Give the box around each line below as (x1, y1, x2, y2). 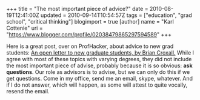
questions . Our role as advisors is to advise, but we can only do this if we (6, 68, 190, 75)
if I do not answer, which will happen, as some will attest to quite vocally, (6, 81, 188, 88)
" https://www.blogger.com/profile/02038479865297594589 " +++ (6, 31, 172, 38)
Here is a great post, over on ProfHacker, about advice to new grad (6, 42, 174, 50)
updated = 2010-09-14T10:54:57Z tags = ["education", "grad (40, 12, 192, 19)
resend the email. (6, 88, 50, 95)
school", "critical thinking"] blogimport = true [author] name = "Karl (6, 18, 174, 25)
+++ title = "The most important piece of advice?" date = (6, 5, 148, 12)
